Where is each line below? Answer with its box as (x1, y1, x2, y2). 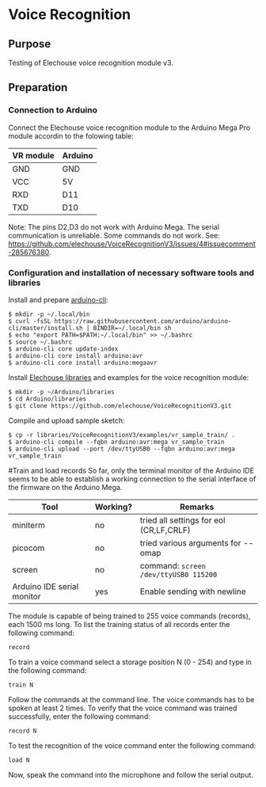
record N (8, 727, 37, 735)
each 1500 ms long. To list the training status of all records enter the (8, 619, 230, 629)
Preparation (8, 81, 68, 94)
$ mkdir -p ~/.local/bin (8, 310, 90, 318)
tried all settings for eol (139, 515, 226, 526)
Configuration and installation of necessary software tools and (8, 267, 255, 278)
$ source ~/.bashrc (8, 338, 73, 346)
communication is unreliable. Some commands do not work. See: (8, 230, 220, 240)
